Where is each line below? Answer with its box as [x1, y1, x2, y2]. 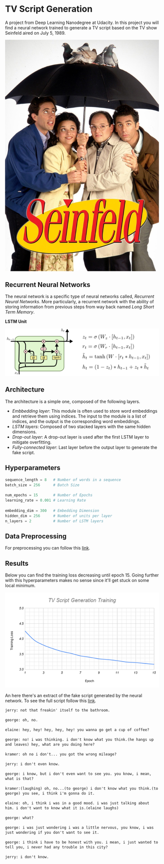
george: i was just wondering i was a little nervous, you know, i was [5, 825, 154, 830]
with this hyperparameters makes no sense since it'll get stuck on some [5, 577, 149, 583]
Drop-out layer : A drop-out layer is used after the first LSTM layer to [12, 434, 149, 440]
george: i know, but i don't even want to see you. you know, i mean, [5, 771, 152, 776]
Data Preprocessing [5, 532, 67, 540]
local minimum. [5, 583, 36, 589]
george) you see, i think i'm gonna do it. [5, 791, 95, 796]
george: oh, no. [5, 717, 38, 722]
